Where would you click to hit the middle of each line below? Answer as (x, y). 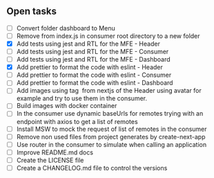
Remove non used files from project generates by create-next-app (111, 136)
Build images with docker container (67, 106)
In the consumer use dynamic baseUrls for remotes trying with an (110, 114)
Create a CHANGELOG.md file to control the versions (92, 168)
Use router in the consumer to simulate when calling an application (111, 144)
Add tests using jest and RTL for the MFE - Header (88, 44)
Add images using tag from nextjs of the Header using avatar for (109, 91)
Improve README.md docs (55, 152)
